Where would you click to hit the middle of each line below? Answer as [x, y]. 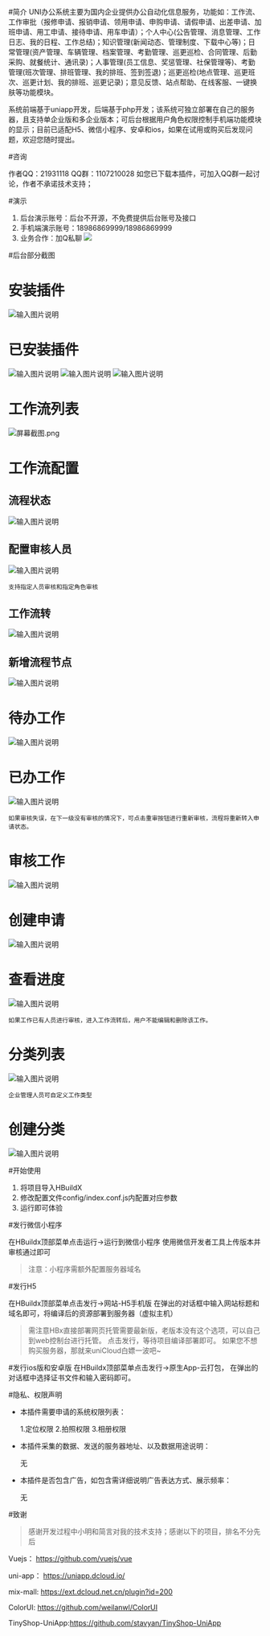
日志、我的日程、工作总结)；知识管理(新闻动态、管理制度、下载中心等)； [129, 42]
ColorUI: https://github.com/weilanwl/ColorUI [83, 1607]
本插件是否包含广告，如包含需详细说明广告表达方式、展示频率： [125, 1480]
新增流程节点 [40, 662]
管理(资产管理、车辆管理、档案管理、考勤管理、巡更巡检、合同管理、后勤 [136, 52]
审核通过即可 [29, 1252]
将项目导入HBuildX [51, 1187]
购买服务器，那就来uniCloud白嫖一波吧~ [94, 1350]
